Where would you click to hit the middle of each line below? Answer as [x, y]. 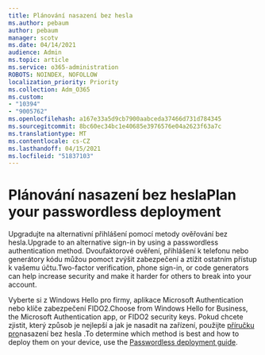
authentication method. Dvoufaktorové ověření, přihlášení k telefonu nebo [129, 251]
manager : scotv [33, 38]
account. [23, 285]
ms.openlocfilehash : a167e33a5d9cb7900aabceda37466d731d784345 [115, 119]
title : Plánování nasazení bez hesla [71, 15]
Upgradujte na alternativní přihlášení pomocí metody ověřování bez [118, 234]
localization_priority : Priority [63, 82]
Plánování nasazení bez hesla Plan [122, 195]
